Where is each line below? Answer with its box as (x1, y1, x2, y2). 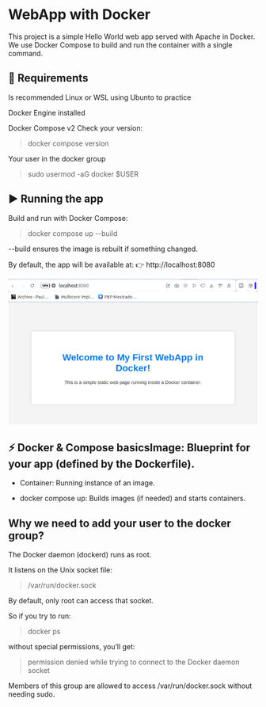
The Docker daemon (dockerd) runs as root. (8, 549, 152, 559)
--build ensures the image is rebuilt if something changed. (8, 244, 198, 253)
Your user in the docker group (8, 154, 106, 163)
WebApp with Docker (8, 6, 151, 24)
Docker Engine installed (8, 108, 85, 117)
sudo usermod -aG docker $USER (27, 169, 139, 179)
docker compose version (27, 139, 109, 148)
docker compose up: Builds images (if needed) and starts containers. (19, 493, 246, 504)
